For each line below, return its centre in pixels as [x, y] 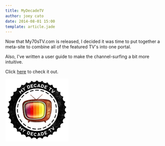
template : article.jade [30, 27]
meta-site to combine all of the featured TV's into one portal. [68, 47]
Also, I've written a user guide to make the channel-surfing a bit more [77, 57]
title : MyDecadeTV [24, 11]
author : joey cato [24, 16]
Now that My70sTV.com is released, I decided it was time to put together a [83, 42]
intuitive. [14, 62]
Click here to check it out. [32, 72]
